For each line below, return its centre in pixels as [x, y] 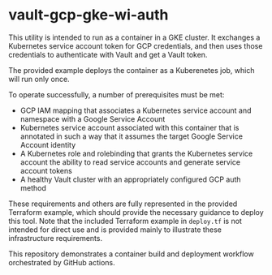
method [33, 187]
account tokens [46, 170]
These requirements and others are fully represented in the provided [123, 204]
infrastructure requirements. [56, 238]
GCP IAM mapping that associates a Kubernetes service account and [136, 110]
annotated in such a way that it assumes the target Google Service [132, 136]
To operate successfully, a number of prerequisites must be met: [117, 94]
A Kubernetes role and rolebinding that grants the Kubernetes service [136, 153]
